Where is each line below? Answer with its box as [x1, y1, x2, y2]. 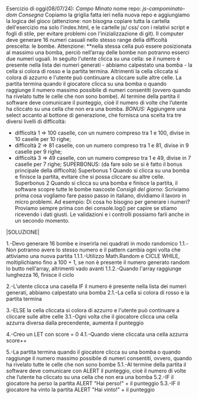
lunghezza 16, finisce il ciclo [6, 272, 74, 278]
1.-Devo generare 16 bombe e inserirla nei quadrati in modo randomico [6, 240, 178, 247]
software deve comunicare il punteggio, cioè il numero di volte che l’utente [6, 99, 188, 106]
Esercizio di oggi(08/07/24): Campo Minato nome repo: [6, 5, 142, 12]
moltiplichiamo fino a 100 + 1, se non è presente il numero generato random [6, 259, 190, 266]
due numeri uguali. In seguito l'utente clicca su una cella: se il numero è [6, 55, 180, 62]
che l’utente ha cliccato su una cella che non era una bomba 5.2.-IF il [6, 374, 174, 380]
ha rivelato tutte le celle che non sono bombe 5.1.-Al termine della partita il [6, 361, 186, 368]
